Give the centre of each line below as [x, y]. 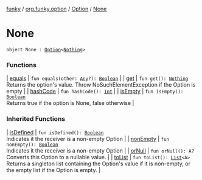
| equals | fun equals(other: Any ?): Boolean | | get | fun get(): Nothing [97, 78]
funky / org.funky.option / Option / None [57, 9]
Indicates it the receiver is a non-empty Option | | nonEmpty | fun [88, 139]
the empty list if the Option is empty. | [54, 170]
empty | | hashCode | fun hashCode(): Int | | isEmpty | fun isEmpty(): [95, 92]
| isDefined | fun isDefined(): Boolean [55, 132]
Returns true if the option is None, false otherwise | [70, 103]
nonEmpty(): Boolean [33, 145]
